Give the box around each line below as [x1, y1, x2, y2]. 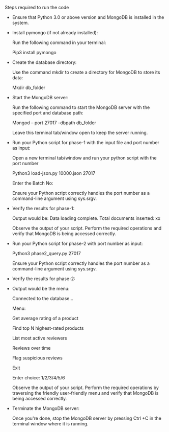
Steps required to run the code [5, 5, 69, 10]
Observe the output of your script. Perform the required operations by [12, 384, 159, 391]
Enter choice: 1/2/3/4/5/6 [12, 375, 65, 380]
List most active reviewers [12, 335, 67, 341]
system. [12, 20, 29, 26]
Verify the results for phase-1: [12, 206, 75, 211]
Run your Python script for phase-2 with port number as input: [12, 240, 143, 246]
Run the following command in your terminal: [12, 39, 106, 46]
